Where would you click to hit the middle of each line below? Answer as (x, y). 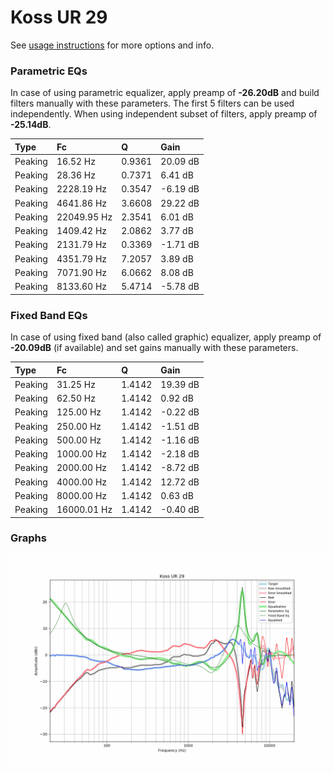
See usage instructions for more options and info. (112, 45)
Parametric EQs (49, 71)
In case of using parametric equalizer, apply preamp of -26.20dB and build (165, 93)
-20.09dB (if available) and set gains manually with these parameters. (154, 348)
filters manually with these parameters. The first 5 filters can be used (152, 103)
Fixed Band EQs (49, 315)
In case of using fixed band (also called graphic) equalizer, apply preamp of (166, 337)
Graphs (28, 538)
